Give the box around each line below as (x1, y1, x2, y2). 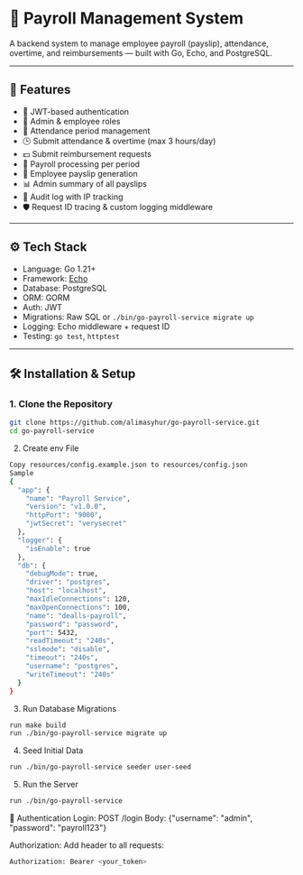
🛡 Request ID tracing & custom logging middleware (22, 201, 214, 212)
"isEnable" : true (25, 544, 91, 553)
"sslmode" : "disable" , (25, 645, 111, 654)
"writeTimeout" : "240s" (25, 669, 115, 679)
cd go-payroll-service (9, 427, 95, 436)
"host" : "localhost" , (25, 586, 106, 595)
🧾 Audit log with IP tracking (22, 191, 124, 202)
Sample (9, 468, 34, 477)
